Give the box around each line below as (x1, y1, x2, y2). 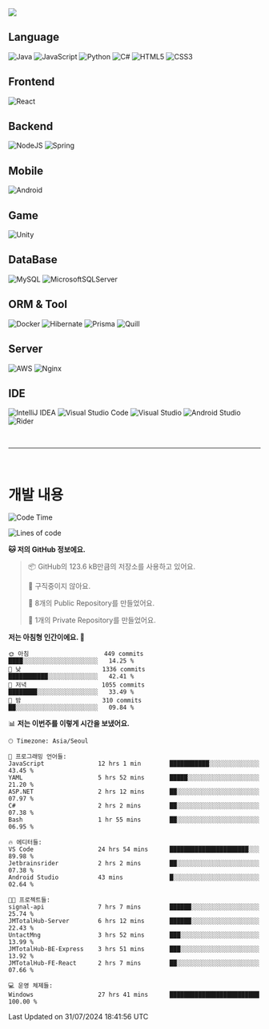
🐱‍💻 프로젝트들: (8, 896, 50, 905)
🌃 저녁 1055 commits (8, 681, 146, 689)
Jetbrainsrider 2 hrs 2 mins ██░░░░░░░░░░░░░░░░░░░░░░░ (8, 860, 260, 868)
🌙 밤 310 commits (8, 697, 143, 705)
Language (8, 30, 60, 44)
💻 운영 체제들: (8, 982, 54, 990)
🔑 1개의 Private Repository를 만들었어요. (27, 615, 156, 625)
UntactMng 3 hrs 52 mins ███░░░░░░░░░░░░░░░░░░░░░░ (8, 931, 260, 939)
